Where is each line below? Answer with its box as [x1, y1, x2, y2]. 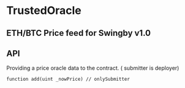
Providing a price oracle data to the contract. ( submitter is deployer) [6, 64, 179, 72]
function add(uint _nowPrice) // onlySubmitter [6, 76, 130, 83]
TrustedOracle [6, 4, 81, 18]
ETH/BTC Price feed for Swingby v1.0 [6, 28, 151, 38]
